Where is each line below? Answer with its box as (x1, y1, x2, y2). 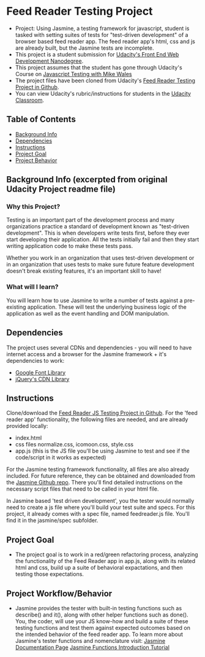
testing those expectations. (15, 570, 84, 578)
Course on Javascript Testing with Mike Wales (15, 70, 132, 77)
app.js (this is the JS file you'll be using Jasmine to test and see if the (15, 447, 190, 455)
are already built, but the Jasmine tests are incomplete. (15, 44, 154, 52)
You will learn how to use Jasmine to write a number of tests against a (6, 297, 183, 304)
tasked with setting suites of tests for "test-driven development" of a (15, 31, 188, 38)
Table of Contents (6, 114, 76, 125)
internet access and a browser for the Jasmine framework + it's (6, 350, 167, 357)
